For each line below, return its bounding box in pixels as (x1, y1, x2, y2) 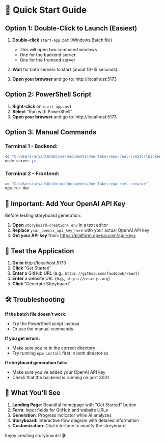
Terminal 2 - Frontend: (5, 170, 60, 177)
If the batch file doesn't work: (5, 311, 67, 317)
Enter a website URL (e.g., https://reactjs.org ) (12, 275, 110, 281)
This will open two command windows (19, 47, 97, 52)
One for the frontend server (19, 57, 76, 63)
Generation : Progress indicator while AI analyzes (12, 412, 112, 418)
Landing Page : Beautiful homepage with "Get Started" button (12, 402, 137, 408)
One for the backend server (19, 52, 76, 58)
